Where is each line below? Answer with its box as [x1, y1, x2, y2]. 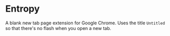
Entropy [5, 3, 40, 15]
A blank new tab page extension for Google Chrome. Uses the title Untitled [5, 20, 165, 26]
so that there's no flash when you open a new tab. [5, 25, 111, 31]
